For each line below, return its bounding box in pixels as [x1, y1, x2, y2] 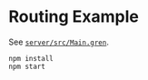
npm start [8, 62, 46, 71]
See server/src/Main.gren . [8, 36, 110, 47]
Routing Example [8, 6, 140, 27]
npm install [8, 54, 54, 63]
